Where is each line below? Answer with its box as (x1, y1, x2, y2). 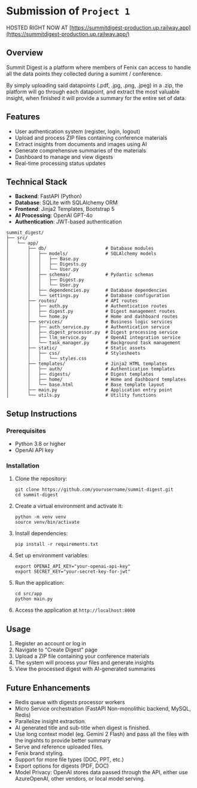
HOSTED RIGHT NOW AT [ (6, 24, 72, 31)
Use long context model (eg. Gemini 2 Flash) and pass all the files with (14, 730, 189, 738)
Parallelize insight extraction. (14, 717, 87, 724)
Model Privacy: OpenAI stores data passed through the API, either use (14, 768, 188, 775)
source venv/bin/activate (14, 520, 80, 526)
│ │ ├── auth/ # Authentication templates (6, 366, 175, 372)
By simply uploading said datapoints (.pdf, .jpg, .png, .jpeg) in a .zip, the (6, 81, 184, 89)
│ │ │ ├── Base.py (6, 256, 79, 262)
